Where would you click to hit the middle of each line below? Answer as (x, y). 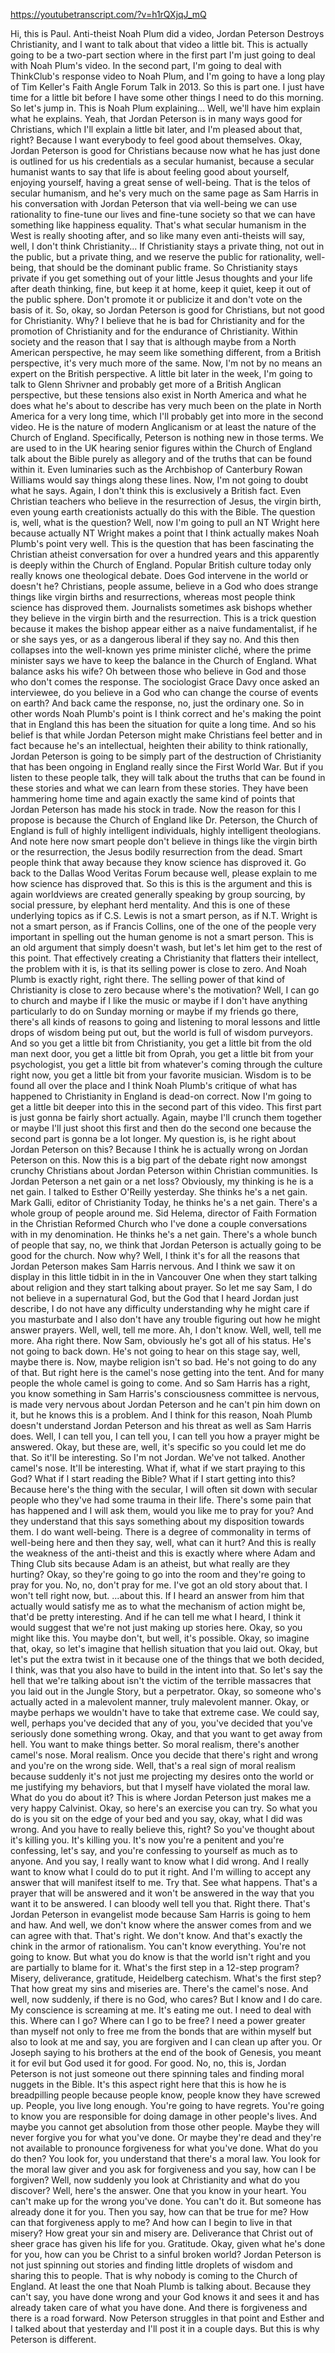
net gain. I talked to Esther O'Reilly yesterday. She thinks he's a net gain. (159, 1192)
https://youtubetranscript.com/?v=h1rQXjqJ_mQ (108, 14)
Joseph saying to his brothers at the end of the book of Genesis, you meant (166, 2052)
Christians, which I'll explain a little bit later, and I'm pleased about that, (156, 129)
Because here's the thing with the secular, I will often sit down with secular (164, 1489)
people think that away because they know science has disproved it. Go (158, 862)
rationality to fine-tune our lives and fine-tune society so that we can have (163, 214)
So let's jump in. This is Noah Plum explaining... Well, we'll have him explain (165, 108)
